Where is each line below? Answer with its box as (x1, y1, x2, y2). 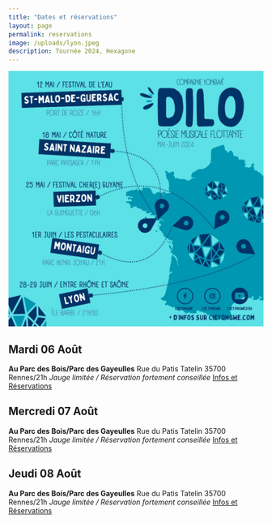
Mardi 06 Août (8, 342, 83, 356)
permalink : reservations (8, 30, 92, 38)
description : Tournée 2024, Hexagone (8, 47, 136, 56)
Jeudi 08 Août (8, 467, 82, 481)
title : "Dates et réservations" (8, 13, 117, 21)
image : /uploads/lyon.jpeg (8, 39, 100, 47)
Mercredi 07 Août (8, 405, 99, 418)
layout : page (8, 21, 53, 30)
